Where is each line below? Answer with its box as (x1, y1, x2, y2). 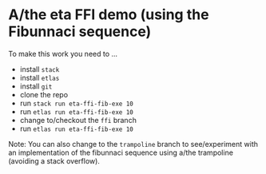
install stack (19, 64, 60, 73)
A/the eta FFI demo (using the (8, 6, 209, 24)
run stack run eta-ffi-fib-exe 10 (19, 98, 134, 108)
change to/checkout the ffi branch (19, 115, 137, 125)
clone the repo (19, 89, 69, 99)
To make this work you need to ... (8, 49, 118, 58)
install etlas (19, 73, 60, 82)
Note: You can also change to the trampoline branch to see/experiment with (8, 139, 258, 148)
